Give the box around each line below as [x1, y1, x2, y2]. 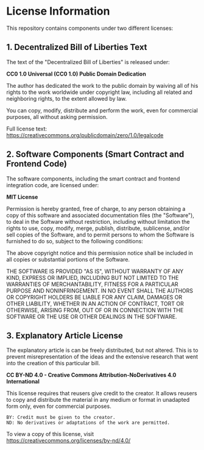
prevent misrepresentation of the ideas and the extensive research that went [6, 353, 199, 360]
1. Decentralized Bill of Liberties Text [6, 42, 147, 52]
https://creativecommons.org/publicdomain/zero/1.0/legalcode [6, 131, 164, 138]
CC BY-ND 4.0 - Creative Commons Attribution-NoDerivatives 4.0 [6, 371, 177, 379]
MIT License [6, 193, 38, 201]
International [6, 378, 40, 385]
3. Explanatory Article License [6, 330, 123, 341]
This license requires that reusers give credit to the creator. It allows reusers [6, 390, 197, 397]
